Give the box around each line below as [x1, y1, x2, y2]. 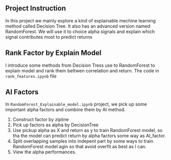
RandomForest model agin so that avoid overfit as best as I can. [12, 144, 147, 150]
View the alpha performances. [12, 149, 77, 155]
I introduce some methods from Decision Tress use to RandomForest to [5, 62, 155, 68]
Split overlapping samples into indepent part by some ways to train [12, 138, 154, 144]
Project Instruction [5, 4, 66, 13]
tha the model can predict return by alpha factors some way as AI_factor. [12, 132, 166, 139]
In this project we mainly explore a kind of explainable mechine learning [5, 17, 156, 23]
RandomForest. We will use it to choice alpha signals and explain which [5, 28, 155, 35]
